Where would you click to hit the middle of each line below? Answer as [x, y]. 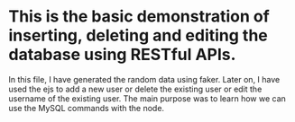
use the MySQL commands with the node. [86, 108]
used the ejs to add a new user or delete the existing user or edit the [135, 89]
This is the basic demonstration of [139, 17]
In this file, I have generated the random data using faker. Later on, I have [144, 79]
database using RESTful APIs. [122, 55]
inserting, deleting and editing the [138, 35]
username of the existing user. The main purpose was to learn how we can [147, 98]
